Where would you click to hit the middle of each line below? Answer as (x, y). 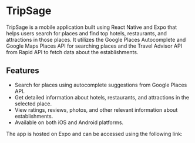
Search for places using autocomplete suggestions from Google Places (101, 85)
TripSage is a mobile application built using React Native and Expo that (92, 27)
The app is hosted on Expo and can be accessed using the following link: (95, 134)
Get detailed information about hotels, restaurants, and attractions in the (102, 97)
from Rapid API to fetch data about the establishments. (72, 52)
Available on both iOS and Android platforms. (69, 122)
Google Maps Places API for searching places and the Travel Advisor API (94, 46)
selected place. (33, 104)
